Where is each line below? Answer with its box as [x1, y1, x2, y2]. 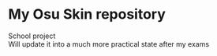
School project [8, 31, 56, 40]
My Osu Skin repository [8, 5, 166, 23]
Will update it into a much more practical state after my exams [8, 39, 210, 48]
